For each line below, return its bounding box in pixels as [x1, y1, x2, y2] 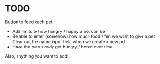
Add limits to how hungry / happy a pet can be [12, 28, 105, 34]
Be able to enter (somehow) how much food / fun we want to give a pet [12, 33, 155, 39]
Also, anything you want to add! [5, 53, 69, 59]
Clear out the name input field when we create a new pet [12, 38, 126, 44]
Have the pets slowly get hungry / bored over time [12, 44, 113, 49]
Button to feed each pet [5, 19, 53, 25]
